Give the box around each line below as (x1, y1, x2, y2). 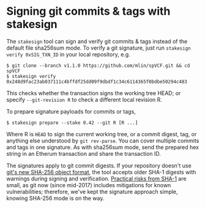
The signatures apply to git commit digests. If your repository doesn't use (6, 161, 192, 169)
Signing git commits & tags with (6, 4, 171, 18)
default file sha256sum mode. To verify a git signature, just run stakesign (6, 44, 191, 52)
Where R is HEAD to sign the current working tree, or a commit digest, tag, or (6, 130, 197, 137)
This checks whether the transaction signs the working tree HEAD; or (6, 89, 181, 96)
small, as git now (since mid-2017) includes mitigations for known (6, 181, 171, 188)
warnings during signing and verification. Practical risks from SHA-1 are (6, 175, 187, 182)
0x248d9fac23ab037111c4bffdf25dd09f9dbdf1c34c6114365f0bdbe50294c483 (6, 79, 188, 85)
